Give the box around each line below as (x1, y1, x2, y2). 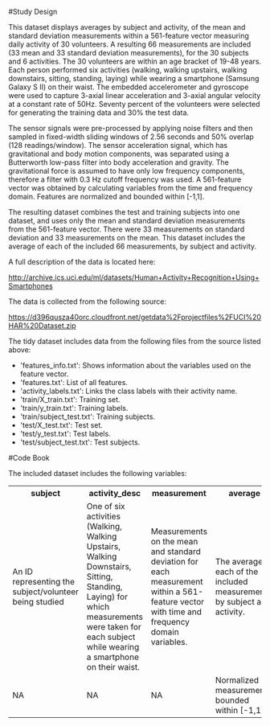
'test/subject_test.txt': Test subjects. (19, 437, 141, 447)
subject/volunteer (12, 586, 79, 597)
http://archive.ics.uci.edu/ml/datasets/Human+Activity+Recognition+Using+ (8, 273, 260, 282)
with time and (150, 606, 202, 617)
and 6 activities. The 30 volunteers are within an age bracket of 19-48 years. (8, 56, 262, 66)
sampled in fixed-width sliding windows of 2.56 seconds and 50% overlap (8, 132, 255, 142)
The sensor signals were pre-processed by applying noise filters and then (8, 124, 253, 133)
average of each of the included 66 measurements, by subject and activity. (8, 241, 257, 251)
